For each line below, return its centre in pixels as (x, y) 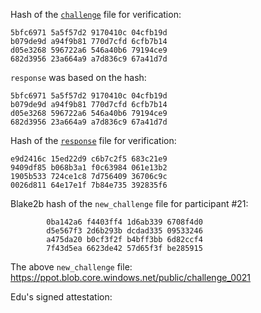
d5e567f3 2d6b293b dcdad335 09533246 (124, 231)
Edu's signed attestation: (61, 297)
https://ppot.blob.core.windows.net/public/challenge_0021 (131, 277)
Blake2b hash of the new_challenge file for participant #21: (129, 203)
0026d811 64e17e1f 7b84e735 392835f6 (89, 185)
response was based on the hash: (78, 77)
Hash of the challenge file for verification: (96, 14)
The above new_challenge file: (71, 267)
